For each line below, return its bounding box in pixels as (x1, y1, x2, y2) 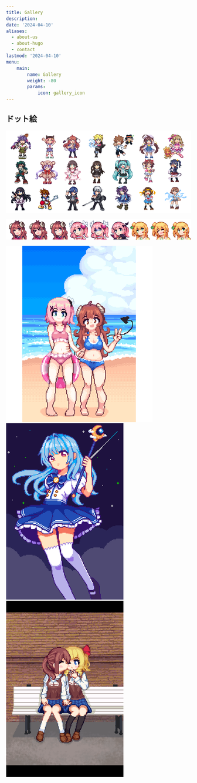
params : (27, 84, 46, 90)
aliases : (6, 28, 28, 34)
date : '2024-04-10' (6, 22, 54, 28)
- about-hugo (11, 41, 43, 46)
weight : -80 (27, 78, 57, 83)
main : (16, 65, 30, 71)
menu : (6, 59, 19, 65)
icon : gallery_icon (37, 90, 85, 96)
